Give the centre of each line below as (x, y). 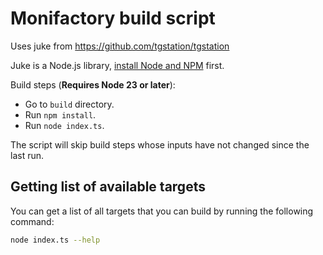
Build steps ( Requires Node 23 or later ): (93, 84)
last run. (27, 155)
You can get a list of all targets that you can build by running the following (162, 211)
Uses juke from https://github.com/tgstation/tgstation (120, 46)
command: (32, 221)
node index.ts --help (55, 240)
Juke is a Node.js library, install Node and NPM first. (117, 65)
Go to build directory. (69, 104)
